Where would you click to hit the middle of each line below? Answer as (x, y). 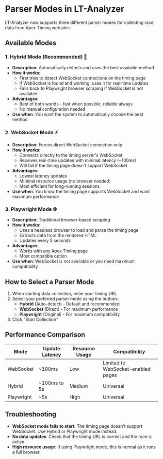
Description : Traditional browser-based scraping (61, 220)
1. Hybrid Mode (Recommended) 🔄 (46, 57)
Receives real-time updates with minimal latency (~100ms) (78, 160)
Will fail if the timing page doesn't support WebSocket (73, 165)
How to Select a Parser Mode (50, 282)
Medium (79, 386)
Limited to (114, 363)
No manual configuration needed (52, 109)
